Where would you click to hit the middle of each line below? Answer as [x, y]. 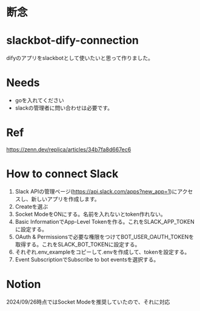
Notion [24, 284]
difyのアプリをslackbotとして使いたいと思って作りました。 [80, 58]
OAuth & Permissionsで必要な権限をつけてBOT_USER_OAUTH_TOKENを [105, 237]
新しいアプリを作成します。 [65, 199]
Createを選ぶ [32, 206]
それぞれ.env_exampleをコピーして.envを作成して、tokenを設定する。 [102, 252]
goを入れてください [39, 100]
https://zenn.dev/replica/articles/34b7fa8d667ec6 [69, 149]
